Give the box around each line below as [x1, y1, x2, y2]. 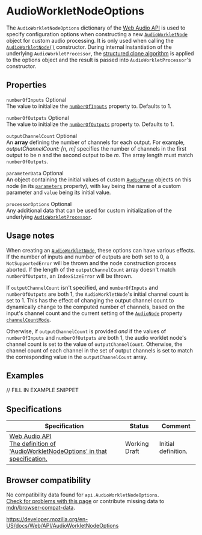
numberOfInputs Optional [6, 96, 67, 103]
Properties [6, 80, 47, 90]
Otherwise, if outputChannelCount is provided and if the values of [6, 327, 167, 335]
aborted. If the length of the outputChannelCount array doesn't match [6, 266, 176, 273]
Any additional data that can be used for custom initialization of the [6, 207, 173, 214]
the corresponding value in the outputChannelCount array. [6, 353, 148, 360]
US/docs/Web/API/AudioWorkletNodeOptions [6, 522, 119, 529]
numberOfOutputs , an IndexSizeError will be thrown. [6, 272, 133, 280]
